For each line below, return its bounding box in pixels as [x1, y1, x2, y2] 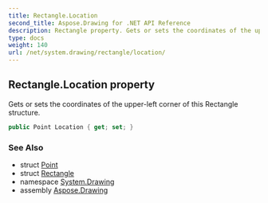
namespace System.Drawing [19, 177, 115, 186]
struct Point [19, 160, 58, 170]
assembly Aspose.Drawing [19, 185, 108, 195]
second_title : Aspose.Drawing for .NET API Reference [8, 19, 191, 27]
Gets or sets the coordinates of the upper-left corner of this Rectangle [8, 99, 238, 108]
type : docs [8, 33, 45, 42]
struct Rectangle [19, 168, 74, 178]
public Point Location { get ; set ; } [8, 123, 134, 131]
